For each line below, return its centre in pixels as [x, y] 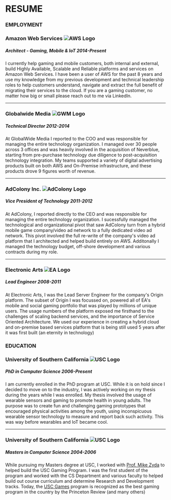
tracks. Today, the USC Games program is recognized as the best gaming [82, 487]
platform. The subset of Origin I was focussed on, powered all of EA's [78, 300]
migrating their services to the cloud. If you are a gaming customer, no [79, 90]
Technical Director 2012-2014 [37, 126]
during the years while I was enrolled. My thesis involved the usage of [78, 395]
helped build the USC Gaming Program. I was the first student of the [77, 470]
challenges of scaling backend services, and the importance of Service [80, 316]
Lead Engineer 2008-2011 [33, 282]
